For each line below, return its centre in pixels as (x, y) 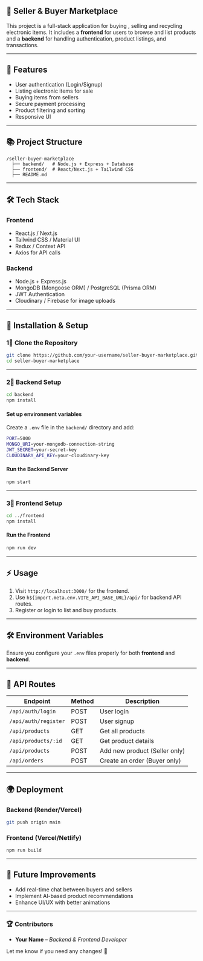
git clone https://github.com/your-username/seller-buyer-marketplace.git (102, 355)
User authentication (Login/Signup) (59, 84)
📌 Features (27, 70)
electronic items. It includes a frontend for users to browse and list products (101, 32)
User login (114, 712)
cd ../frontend (25, 515)
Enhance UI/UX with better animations (63, 902)
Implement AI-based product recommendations (74, 896)
